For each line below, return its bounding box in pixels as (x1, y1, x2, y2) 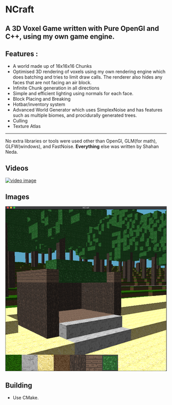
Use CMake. (12, 395, 39, 401)
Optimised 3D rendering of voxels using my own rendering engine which (12, 68, 166, 75)
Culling (12, 118, 28, 124)
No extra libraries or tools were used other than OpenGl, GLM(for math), (5, 138, 157, 144)
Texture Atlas (12, 123, 41, 130)
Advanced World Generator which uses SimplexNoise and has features (12, 107, 163, 113)
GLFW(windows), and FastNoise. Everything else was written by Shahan (5, 143, 159, 150)
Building (5, 381, 32, 390)
